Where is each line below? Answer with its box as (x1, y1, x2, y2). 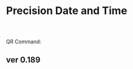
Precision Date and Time (6, 4, 128, 18)
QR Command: (6, 38, 42, 45)
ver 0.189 (6, 55, 41, 65)
